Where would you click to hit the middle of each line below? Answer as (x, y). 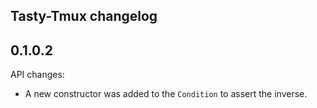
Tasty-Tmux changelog (84, 16)
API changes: (37, 75)
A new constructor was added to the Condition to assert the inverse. (166, 94)
